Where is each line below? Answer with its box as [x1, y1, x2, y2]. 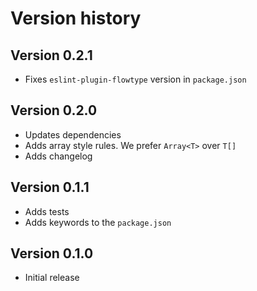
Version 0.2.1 [10, 47, 93, 64]
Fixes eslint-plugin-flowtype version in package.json [24, 73, 247, 85]
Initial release [24, 272, 80, 284]
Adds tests [24, 205, 70, 217]
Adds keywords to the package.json [24, 216, 172, 228]
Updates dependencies [24, 128, 122, 141]
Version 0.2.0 [10, 102, 98, 119]
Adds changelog [24, 150, 93, 162]
